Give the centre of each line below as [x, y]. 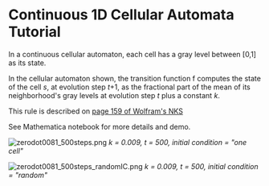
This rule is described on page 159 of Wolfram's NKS [96, 111]
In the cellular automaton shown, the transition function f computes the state [134, 78]
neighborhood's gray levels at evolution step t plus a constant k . [114, 95]
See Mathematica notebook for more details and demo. [100, 126]
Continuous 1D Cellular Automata [121, 15]
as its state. [27, 63]
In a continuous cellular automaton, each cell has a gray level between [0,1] [132, 54]
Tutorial [35, 32]
